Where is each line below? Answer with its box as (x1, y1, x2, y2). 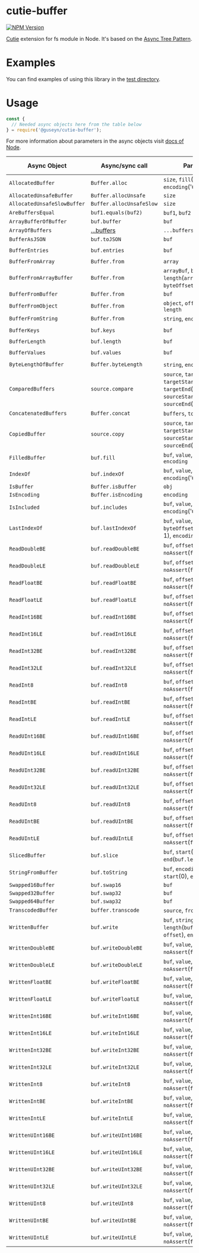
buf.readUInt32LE (91, 784, 140, 791)
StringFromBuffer (9, 869, 58, 876)
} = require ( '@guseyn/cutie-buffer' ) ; (6, 127, 102, 133)
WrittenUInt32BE (9, 1166, 55, 1173)
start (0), (163, 872, 189, 880)
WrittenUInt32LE (9, 1183, 55, 1190)
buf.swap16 (91, 882, 121, 889)
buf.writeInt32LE (91, 1064, 140, 1071)
